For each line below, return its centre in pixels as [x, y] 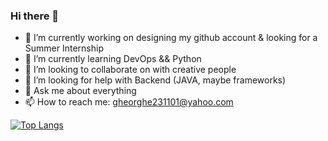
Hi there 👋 [35, 16]
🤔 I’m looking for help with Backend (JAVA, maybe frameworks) [155, 80]
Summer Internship [64, 48]
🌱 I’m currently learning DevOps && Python [113, 59]
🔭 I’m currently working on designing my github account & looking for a [171, 38]
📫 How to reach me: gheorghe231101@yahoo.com [129, 102]
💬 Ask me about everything [80, 91]
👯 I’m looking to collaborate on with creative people [130, 70]
